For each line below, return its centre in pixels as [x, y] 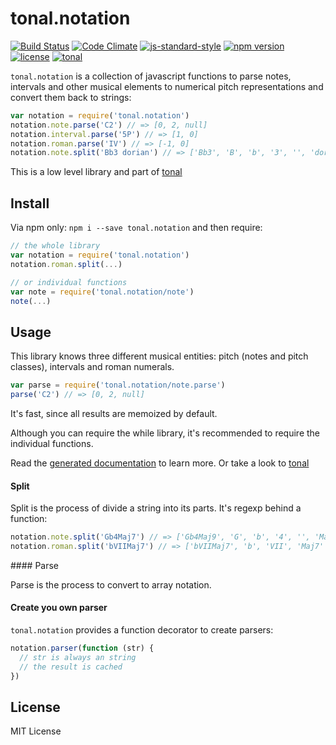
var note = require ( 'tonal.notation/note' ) [102, 292]
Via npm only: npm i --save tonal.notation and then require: [136, 228]
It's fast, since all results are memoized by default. [114, 413]
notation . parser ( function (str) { [82, 648]
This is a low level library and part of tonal [96, 172]
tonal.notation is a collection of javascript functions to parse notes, [151, 76]
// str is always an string [78, 657]
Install [30, 203]
